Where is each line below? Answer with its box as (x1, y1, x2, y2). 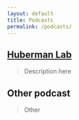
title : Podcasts (7, 17, 54, 24)
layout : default (7, 10, 54, 17)
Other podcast (7, 87, 71, 99)
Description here (23, 67, 72, 76)
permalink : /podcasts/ (7, 23, 72, 30)
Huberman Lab (7, 49, 72, 60)
